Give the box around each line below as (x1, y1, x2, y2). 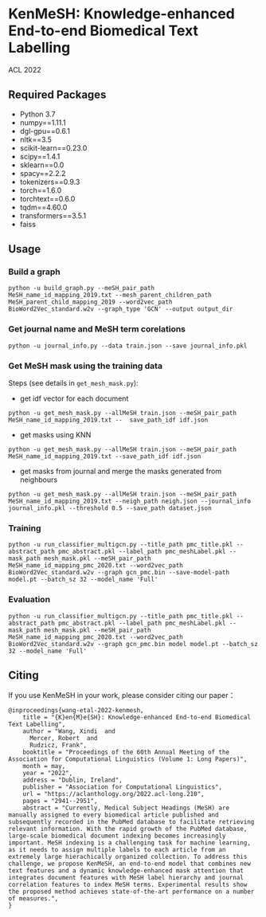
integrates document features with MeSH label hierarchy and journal (8, 874, 244, 882)
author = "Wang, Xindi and (22, 727, 115, 735)
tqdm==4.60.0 (19, 202, 68, 212)
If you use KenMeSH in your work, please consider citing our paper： (8, 691, 236, 700)
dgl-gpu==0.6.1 (19, 126, 70, 135)
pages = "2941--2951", (22, 797, 98, 805)
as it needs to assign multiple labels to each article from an (8, 846, 226, 854)
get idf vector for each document (19, 394, 129, 403)
